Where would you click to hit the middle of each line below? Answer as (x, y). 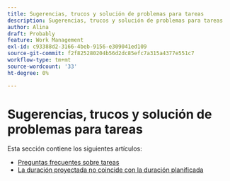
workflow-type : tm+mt (39, 60)
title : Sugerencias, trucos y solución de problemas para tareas (105, 14)
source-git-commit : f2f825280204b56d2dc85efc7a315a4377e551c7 (101, 54)
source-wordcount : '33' (42, 66)
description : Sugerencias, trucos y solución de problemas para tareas (115, 21)
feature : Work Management (45, 40)
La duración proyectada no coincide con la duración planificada (110, 170)
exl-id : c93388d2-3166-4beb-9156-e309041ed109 (77, 47)
